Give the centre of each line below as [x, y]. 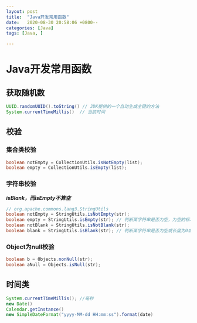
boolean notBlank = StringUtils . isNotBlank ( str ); [68, 225]
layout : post [22, 11]
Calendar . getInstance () [35, 309]
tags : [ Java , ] [25, 33]
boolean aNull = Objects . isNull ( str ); [53, 265]
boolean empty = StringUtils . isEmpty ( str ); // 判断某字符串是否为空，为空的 [96, 220]
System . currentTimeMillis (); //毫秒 [50, 298]
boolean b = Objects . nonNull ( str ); [50, 259]
